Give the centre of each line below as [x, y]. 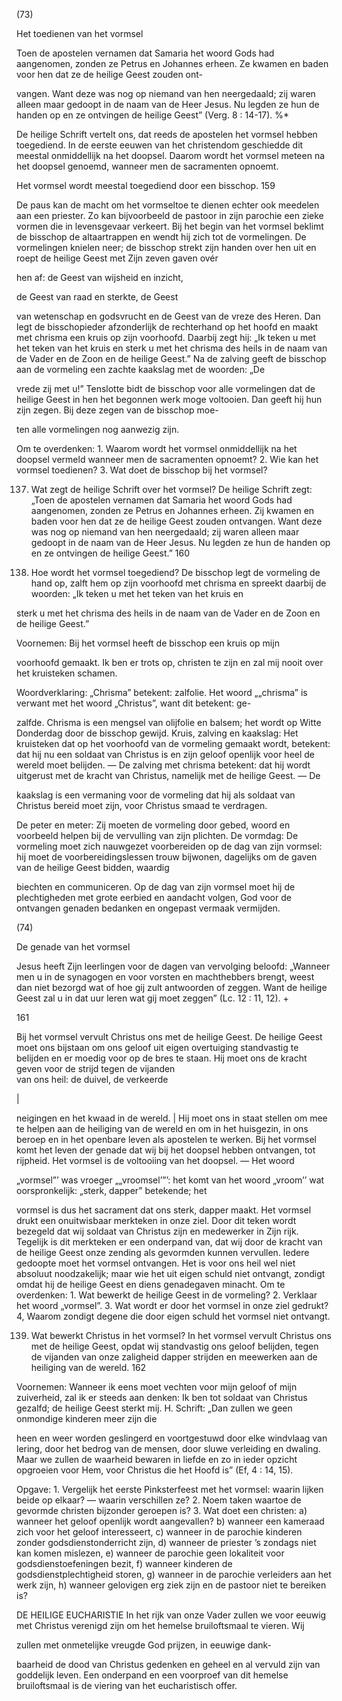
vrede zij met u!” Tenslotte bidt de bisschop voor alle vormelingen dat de [166, 388]
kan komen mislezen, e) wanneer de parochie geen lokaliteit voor [150, 1553]
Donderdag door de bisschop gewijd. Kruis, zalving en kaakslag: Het [157, 733]
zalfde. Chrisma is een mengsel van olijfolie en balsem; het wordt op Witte [169, 722]
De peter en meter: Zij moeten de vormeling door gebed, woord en [153, 825]
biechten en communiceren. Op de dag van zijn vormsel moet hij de [156, 887]
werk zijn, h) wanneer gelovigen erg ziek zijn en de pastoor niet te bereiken [171, 1585]
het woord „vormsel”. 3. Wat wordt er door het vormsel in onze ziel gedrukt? [172, 1305]
